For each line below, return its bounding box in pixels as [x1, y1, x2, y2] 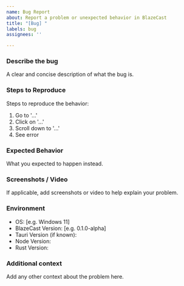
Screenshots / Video [6, 175, 68, 183]
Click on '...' [15, 118, 44, 125]
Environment [6, 204, 46, 213]
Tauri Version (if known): [15, 231, 77, 238]
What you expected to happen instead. [6, 160, 103, 167]
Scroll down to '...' [15, 124, 60, 131]
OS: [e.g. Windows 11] [15, 218, 70, 225]
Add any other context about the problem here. [6, 273, 124, 280]
